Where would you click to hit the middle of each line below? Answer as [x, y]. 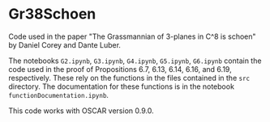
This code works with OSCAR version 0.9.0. [81, 111]
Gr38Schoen [52, 14]
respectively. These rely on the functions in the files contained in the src [129, 78]
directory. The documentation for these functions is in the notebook [122, 86]
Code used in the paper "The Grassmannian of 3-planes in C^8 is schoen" [133, 36]
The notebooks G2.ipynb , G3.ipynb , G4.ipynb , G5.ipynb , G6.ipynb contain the [135, 61]
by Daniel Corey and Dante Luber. [65, 44]
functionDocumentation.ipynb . [59, 95]
